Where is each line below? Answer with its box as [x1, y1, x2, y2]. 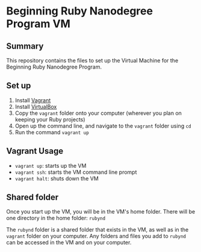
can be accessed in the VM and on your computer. [6, 239, 132, 246]
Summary [6, 41, 44, 51]
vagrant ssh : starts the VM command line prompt [14, 168, 137, 176]
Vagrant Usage [6, 146, 64, 156]
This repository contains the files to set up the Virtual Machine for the [6, 57, 179, 64]
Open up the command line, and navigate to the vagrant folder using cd [14, 122, 191, 129]
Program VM [6, 17, 71, 31]
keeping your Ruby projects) [14, 115, 85, 123]
